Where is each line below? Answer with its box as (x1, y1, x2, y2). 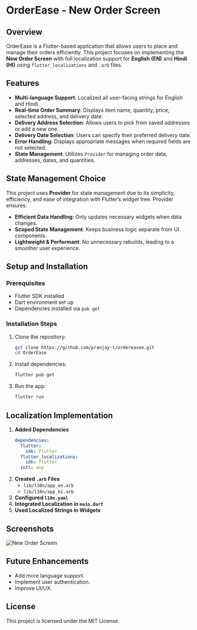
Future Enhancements (6, 556, 89, 566)
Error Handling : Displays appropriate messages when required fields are (14, 138, 191, 145)
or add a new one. (14, 125, 59, 132)
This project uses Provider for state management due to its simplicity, (6, 189, 175, 196)
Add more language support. (14, 572, 85, 579)
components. (14, 232, 47, 239)
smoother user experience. (14, 244, 81, 251)
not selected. (14, 144, 47, 151)
